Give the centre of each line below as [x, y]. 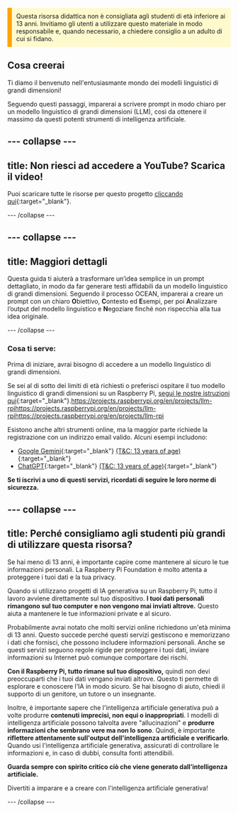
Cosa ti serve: [32, 349]
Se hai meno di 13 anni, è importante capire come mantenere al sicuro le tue [118, 561]
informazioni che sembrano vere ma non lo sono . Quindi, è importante [111, 730]
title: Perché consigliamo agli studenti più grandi [117, 534]
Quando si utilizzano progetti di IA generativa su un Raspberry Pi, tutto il [112, 591]
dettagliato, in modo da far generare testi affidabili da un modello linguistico [118, 286]
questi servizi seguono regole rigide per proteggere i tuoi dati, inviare [108, 650]
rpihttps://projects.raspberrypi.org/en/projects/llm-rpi [86, 416]
